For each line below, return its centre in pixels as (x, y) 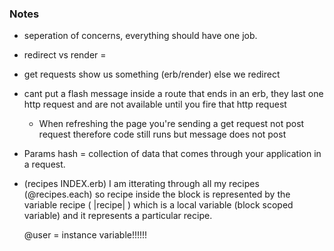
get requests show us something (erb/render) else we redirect (152, 74)
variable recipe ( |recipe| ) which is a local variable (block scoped (158, 205)
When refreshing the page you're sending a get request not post (171, 124)
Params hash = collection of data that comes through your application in (172, 154)
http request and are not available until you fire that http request (155, 104)
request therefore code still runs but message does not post (162, 134)
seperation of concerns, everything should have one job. (140, 36)
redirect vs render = (65, 55)
